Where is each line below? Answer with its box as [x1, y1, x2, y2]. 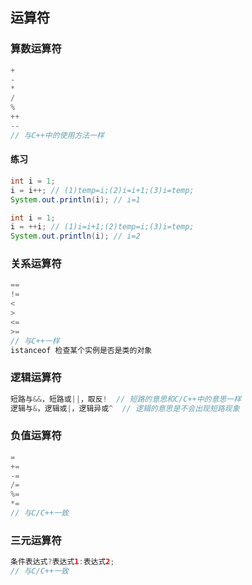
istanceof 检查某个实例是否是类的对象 [10, 345, 153, 355]
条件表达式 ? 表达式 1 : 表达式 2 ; [10, 557, 115, 567]
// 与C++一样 [10, 336, 60, 346]
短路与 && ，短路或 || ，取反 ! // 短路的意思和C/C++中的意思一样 [10, 394, 242, 404]
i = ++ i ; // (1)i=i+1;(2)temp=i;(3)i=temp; [10, 222, 195, 232]
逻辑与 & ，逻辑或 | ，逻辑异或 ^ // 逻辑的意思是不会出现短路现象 [10, 403, 240, 413]
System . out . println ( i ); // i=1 [10, 194, 141, 205]
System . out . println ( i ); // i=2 [10, 231, 141, 242]
